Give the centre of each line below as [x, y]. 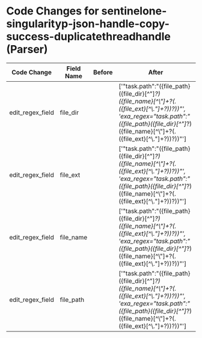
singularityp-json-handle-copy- [88, 24]
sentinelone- [134, 11]
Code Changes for [53, 11]
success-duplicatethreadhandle [89, 37]
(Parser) [27, 50]
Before [103, 72]
